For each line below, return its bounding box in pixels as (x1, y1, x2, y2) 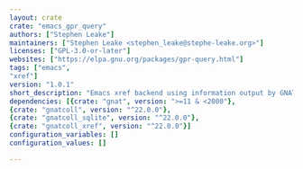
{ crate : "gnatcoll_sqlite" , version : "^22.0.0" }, (9, 113, 200, 122)
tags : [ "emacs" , (9, 64, 70, 73)
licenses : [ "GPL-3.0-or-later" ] (9, 47, 131, 56)
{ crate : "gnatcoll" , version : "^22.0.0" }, (9, 105, 171, 114)
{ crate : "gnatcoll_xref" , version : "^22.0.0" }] (9, 122, 192, 131)
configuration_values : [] (9, 138, 106, 147)
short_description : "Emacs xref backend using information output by (9, 88, 277, 97)
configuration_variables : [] (9, 130, 119, 139)
